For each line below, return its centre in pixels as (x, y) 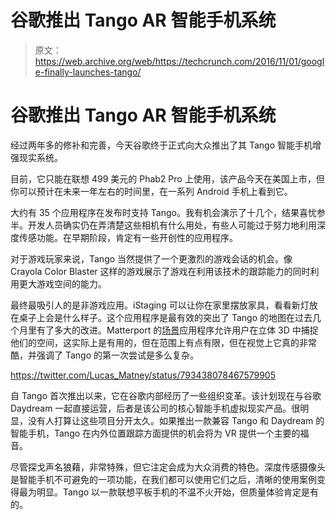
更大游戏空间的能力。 (62, 283)
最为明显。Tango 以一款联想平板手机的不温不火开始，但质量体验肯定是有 (169, 492)
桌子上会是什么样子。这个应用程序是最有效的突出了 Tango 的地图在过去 (165, 317)
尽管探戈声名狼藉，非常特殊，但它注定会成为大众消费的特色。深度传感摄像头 (168, 467)
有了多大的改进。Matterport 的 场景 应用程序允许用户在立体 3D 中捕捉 (177, 330)
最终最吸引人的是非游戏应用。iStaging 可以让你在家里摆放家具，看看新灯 (160, 305)
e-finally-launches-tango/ (88, 72)
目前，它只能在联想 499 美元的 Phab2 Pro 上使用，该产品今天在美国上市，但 (167, 178)
